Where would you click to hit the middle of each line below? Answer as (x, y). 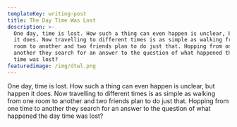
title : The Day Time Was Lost (52, 20)
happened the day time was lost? (55, 116)
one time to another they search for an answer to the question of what (109, 108)
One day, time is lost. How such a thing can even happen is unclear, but (111, 86)
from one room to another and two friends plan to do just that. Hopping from (118, 101)
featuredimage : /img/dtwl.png (52, 66)
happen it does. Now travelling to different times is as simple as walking (111, 93)
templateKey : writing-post (47, 14)
